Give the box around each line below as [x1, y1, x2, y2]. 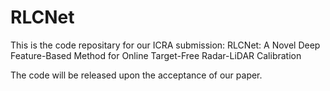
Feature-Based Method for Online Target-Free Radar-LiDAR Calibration [10, 49, 302, 61]
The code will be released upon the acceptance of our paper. [10, 69, 263, 81]
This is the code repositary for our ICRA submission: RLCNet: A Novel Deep [10, 39, 321, 51]
